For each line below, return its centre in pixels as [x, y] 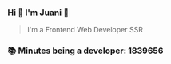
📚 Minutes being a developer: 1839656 [85, 51]
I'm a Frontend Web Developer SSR [85, 30]
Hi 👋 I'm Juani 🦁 [38, 13]
